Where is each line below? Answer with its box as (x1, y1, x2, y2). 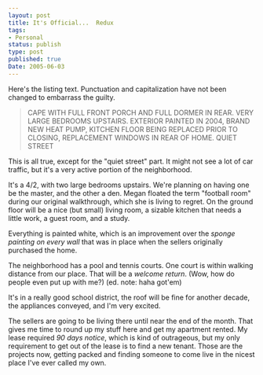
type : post (8, 48, 44, 56)
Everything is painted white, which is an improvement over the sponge (8, 229, 236, 238)
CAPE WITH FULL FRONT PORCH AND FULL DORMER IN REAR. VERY (27, 108, 254, 117)
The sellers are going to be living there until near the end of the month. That (8, 316, 254, 325)
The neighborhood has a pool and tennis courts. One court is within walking (8, 260, 254, 270)
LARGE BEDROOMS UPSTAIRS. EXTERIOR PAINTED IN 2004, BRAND (27, 116, 250, 126)
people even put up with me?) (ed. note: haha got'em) (8, 277, 182, 287)
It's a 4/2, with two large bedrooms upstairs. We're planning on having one (8, 180, 250, 189)
